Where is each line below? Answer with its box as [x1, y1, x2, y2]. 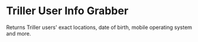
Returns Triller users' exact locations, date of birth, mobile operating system [6, 24, 192, 31]
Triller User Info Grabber [6, 4, 129, 18]
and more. [6, 30, 32, 37]
